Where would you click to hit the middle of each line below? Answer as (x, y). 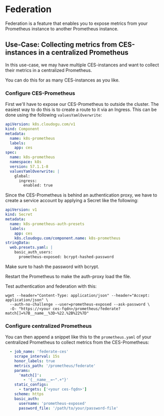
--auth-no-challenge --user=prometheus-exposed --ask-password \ (80, 304)
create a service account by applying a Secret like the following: (72, 201)
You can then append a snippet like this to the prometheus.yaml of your (78, 337)
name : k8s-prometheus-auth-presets (47, 224)
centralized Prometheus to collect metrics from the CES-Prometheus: (77, 343)
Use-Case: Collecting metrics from (61, 45)
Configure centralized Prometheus (49, 326)
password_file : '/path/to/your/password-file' (68, 408)
